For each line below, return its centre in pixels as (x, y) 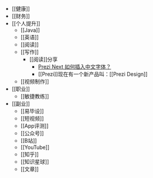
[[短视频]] (32, 118)
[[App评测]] (34, 126)
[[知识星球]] (35, 162)
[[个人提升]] (26, 23)
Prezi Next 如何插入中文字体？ (75, 67)
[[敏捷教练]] (35, 96)
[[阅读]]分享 (43, 59)
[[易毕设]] (32, 111)
